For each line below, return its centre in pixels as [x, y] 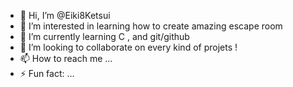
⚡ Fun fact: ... [47, 73]
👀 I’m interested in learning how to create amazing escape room [151, 26]
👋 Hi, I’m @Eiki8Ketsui [65, 15]
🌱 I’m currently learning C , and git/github [104, 36]
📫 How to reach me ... [66, 58]
